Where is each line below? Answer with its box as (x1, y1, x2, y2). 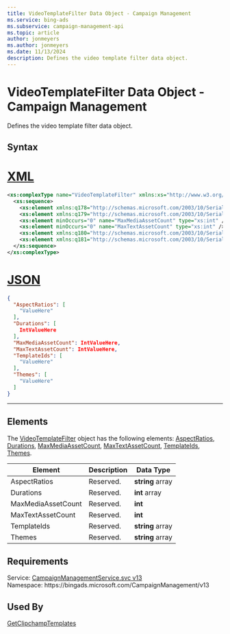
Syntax (7, 141, 38, 153)
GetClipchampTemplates (7, 619, 77, 628)
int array (133, 488, 162, 497)
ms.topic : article (7, 29, 60, 36)
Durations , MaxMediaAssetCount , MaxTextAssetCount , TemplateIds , (7, 441, 201, 449)
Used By (7, 601, 44, 613)
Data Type (136, 465, 171, 474)
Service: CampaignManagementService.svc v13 (7, 574, 142, 582)
